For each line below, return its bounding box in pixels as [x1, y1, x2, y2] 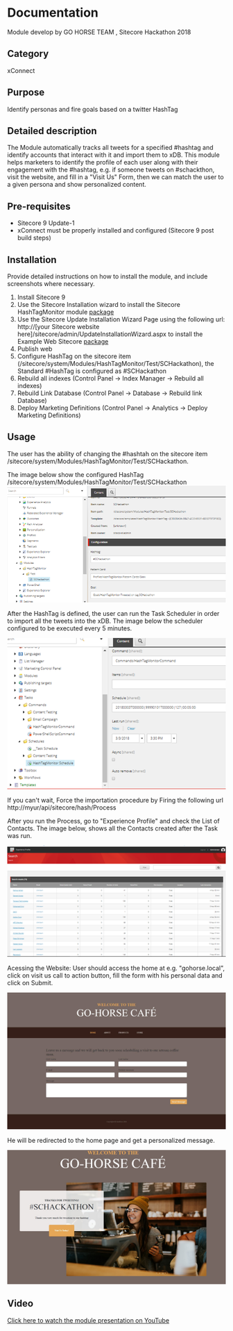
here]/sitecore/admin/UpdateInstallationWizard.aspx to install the [17, 330, 203, 338]
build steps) [17, 234, 52, 242]
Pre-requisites [7, 200, 71, 212]
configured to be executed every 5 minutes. [7, 623, 132, 633]
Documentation [7, 5, 99, 21]
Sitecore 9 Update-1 [17, 219, 75, 227]
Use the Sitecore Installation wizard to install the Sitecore [17, 301, 180, 308]
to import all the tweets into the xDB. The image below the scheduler [7, 617, 203, 625]
